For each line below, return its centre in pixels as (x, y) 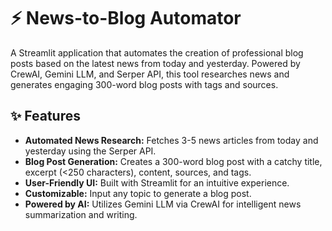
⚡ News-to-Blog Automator (126, 18)
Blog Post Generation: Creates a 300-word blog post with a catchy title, (173, 161)
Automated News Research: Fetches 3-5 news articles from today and (171, 140)
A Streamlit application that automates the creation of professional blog (157, 52)
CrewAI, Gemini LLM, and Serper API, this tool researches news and (150, 74)
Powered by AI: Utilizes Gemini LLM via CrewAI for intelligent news (163, 204)
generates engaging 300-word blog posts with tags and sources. (144, 84)
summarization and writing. (81, 214)
